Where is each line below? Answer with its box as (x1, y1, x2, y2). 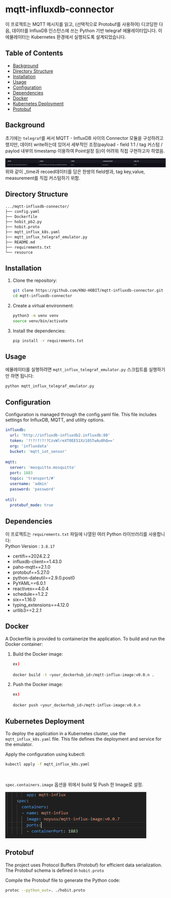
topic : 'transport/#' (10, 476, 56, 481)
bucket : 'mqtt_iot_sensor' (10, 449, 67, 454)
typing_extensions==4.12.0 (12, 602, 69, 608)
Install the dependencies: (12, 328, 66, 334)
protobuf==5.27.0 (12, 569, 50, 575)
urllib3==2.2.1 (12, 608, 42, 614)
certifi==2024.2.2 (12, 553, 50, 560)
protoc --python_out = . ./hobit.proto (5, 887, 85, 893)
